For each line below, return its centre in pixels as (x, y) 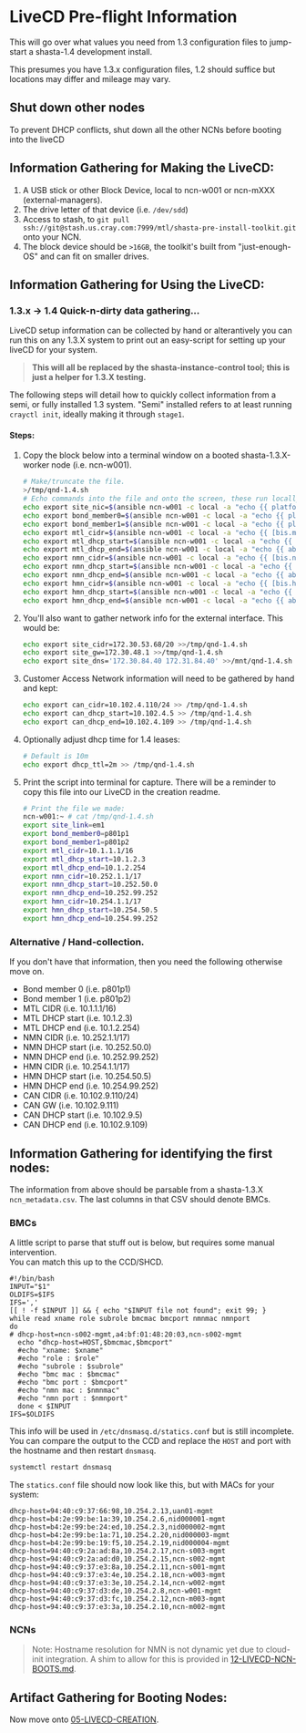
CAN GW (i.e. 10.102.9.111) (71, 1106)
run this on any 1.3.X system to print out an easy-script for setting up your (148, 340)
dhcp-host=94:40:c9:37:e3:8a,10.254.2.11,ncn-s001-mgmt (117, 1567)
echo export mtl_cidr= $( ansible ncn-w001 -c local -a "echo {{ (145, 532)
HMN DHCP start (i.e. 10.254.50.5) (87, 1077)
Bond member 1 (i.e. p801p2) (77, 999)
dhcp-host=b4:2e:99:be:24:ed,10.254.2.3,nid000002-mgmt (117, 1527)
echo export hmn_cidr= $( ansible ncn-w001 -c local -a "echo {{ (145, 583)
